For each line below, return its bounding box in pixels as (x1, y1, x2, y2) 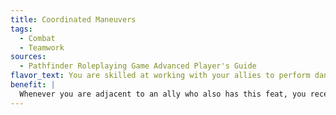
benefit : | (10, 80, 56, 90)
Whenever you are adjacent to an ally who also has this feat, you (19, 89, 307, 99)
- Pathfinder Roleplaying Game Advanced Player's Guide (19, 61, 257, 71)
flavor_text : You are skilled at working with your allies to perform (10, 71, 311, 81)
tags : (10, 24, 33, 34)
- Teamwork (19, 42, 65, 53)
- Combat (19, 33, 56, 43)
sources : (10, 52, 47, 62)
